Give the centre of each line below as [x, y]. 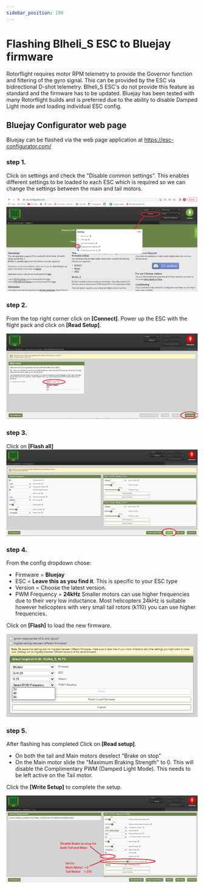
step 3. [17, 433]
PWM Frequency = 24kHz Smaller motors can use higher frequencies [102, 594]
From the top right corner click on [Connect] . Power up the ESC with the [97, 318]
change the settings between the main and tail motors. [74, 188]
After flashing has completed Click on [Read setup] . [71, 743]
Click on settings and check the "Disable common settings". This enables [98, 175]
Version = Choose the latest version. [60, 588]
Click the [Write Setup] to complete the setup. [64, 787]
